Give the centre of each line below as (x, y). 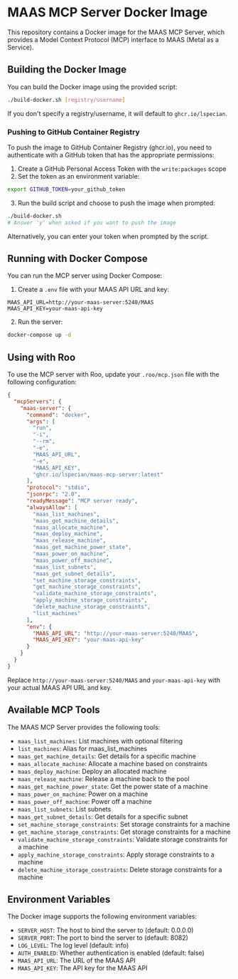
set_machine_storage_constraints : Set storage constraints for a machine (124, 824)
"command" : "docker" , (58, 415)
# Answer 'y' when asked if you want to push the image (92, 222)
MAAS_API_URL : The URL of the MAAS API (77, 960)
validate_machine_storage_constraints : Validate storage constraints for (123, 839)
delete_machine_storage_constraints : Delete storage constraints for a (120, 869)
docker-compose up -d (39, 335)
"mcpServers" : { (38, 402)
